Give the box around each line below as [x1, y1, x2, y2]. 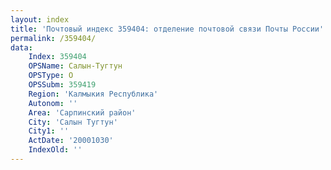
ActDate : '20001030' [28, 136, 114, 146]
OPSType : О [28, 71, 74, 81]
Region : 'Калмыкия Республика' [28, 89, 159, 99]
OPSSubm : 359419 [28, 80, 97, 90]
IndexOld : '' [28, 145, 83, 155]
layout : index [10, 14, 70, 25]
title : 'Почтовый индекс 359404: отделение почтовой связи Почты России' [10, 24, 325, 34]
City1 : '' [28, 126, 70, 136]
